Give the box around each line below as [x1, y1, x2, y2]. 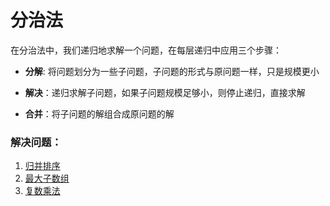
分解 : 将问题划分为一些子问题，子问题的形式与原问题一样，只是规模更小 [24, 65, 320, 77]
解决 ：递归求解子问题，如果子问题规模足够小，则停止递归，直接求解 [24, 86, 306, 98]
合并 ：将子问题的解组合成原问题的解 [24, 107, 175, 120]
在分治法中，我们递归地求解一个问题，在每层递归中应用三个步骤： [10, 44, 282, 56]
